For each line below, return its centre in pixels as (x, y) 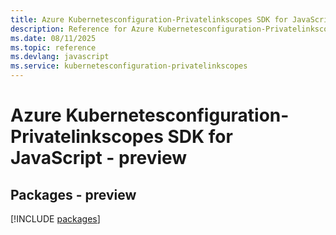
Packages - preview (73, 194)
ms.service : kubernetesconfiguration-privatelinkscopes (129, 66)
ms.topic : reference (53, 47)
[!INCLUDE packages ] (55, 219)
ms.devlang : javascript (60, 57)
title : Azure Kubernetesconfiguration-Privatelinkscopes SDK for (149, 19)
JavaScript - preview (99, 158)
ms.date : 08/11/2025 (53, 38)
